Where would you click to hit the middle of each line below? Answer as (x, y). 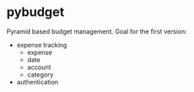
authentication (37, 82)
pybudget (35, 12)
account (39, 67)
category (40, 75)
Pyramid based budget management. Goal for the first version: (97, 31)
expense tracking (42, 45)
